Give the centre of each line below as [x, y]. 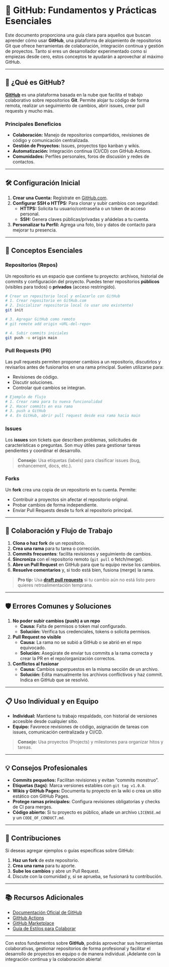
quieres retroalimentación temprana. [55, 585]
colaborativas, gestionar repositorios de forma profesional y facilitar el [78, 948]
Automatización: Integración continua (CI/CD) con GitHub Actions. [82, 151]
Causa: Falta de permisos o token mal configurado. [73, 626]
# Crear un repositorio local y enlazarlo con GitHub [63, 296]
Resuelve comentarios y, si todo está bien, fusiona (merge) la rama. [83, 570]
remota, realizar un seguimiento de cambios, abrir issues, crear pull [75, 105]
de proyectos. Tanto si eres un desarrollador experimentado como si [76, 51]
